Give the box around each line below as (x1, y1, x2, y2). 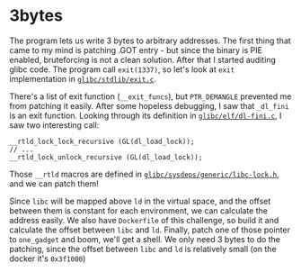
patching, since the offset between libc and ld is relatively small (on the (9, 243, 277, 254)
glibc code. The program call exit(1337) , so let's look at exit (9, 64, 235, 75)
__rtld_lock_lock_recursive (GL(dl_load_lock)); (9, 137, 195, 146)
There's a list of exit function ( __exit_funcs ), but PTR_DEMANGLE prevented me (9, 91, 292, 102)
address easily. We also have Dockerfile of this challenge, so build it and (9, 214, 279, 225)
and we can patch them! (9, 177, 99, 189)
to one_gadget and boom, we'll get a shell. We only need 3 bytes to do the (9, 233, 281, 244)
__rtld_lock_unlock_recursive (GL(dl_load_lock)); (9, 152, 203, 162)
